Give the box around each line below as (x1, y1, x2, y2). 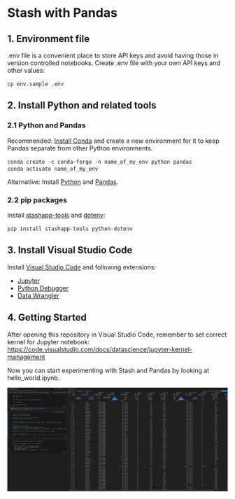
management (7, 352, 45, 361)
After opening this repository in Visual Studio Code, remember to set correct (7, 330, 227, 339)
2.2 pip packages (7, 195, 68, 204)
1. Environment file (7, 33, 90, 45)
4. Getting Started (7, 311, 87, 323)
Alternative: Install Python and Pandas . (7, 177, 119, 186)
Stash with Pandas (7, 5, 117, 21)
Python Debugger (17, 283, 69, 292)
